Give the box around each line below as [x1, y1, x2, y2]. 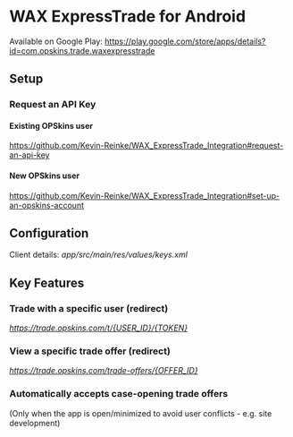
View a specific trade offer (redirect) [9, 345, 172, 357]
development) [9, 417, 61, 428]
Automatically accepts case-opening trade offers [9, 388, 229, 400]
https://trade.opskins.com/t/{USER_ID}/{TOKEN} [9, 322, 188, 333]
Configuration [9, 226, 89, 241]
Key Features [9, 275, 85, 290]
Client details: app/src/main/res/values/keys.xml [9, 249, 188, 261]
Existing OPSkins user [9, 120, 94, 131]
